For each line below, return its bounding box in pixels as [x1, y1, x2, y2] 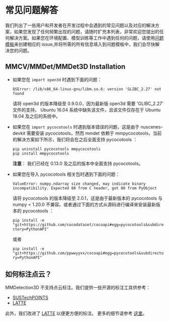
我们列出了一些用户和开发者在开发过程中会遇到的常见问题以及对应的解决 [5, 22, 155, 28]
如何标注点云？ [5, 270, 52, 279]
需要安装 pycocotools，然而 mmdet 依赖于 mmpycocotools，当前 [26, 130, 162, 136]
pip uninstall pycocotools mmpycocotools [12, 146, 101, 151]
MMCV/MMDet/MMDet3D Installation [5, 63, 126, 71]
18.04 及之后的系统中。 [12, 113, 61, 119]
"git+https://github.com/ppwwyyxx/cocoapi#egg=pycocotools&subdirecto [12, 250, 164, 255]
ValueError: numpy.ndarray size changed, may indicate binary [12, 181, 146, 186]
